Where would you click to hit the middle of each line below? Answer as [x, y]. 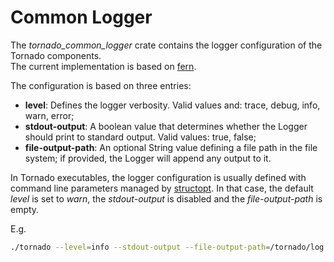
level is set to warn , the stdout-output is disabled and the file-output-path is [166, 198]
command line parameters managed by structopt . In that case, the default [162, 188]
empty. [25, 209]
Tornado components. [56, 55]
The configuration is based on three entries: [101, 85]
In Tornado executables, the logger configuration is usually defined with [158, 177]
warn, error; [49, 115]
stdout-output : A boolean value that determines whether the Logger [166, 126]
